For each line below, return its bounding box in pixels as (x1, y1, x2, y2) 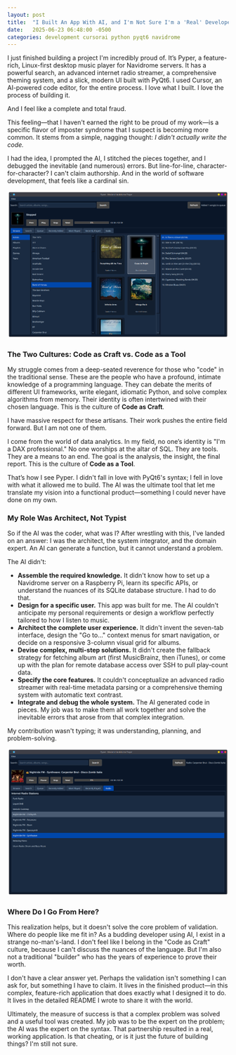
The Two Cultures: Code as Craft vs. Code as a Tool (7, 349, 186, 359)
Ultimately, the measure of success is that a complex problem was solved (7, 1010, 220, 1018)
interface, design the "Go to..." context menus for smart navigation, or (17, 631, 220, 639)
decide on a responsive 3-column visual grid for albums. (17, 638, 181, 647)
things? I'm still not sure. (7, 1040, 78, 1048)
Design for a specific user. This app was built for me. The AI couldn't (17, 601, 219, 610)
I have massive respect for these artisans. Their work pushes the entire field (7, 417, 228, 425)
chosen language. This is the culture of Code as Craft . (7, 402, 165, 411)
